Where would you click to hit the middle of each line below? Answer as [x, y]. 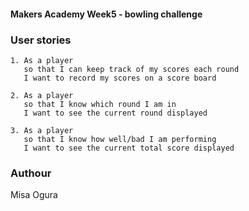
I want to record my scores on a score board [120, 78]
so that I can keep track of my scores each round [131, 69]
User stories [41, 40]
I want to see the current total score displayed [129, 148]
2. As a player [42, 95]
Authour [31, 173]
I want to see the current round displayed [115, 113]
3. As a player [42, 130]
